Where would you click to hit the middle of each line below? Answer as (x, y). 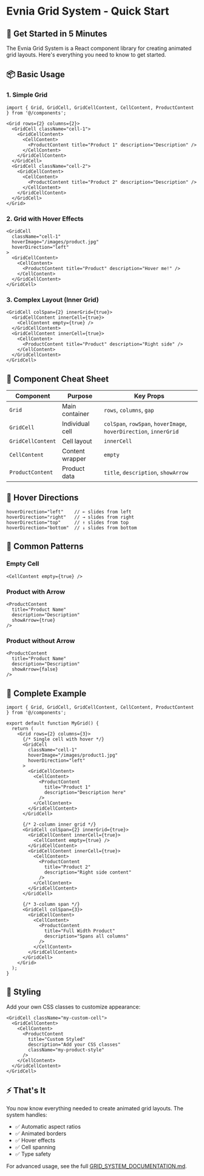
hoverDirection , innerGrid (141, 431)
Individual (76, 424)
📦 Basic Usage (36, 75)
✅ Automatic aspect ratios (48, 1126)
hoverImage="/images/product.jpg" (55, 242)
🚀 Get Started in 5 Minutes (57, 34)
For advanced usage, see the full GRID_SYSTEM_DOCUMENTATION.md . (97, 1166)
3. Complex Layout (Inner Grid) (53, 299)
